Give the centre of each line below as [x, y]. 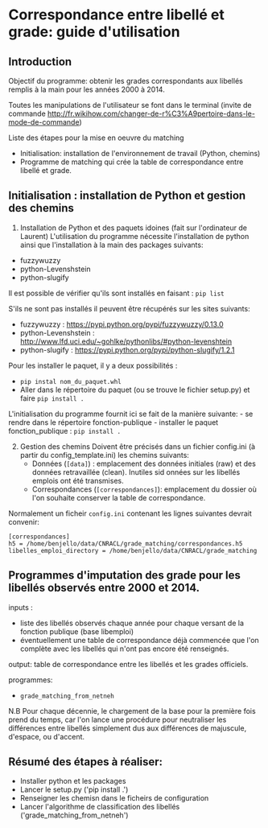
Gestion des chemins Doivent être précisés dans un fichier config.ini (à [138, 446]
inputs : [21, 607]
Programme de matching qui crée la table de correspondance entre [132, 162]
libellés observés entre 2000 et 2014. [104, 588]
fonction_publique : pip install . [65, 430]
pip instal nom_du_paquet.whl [71, 381]
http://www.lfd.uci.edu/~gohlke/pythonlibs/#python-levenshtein [126, 341]
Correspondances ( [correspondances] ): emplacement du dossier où [144, 489]
